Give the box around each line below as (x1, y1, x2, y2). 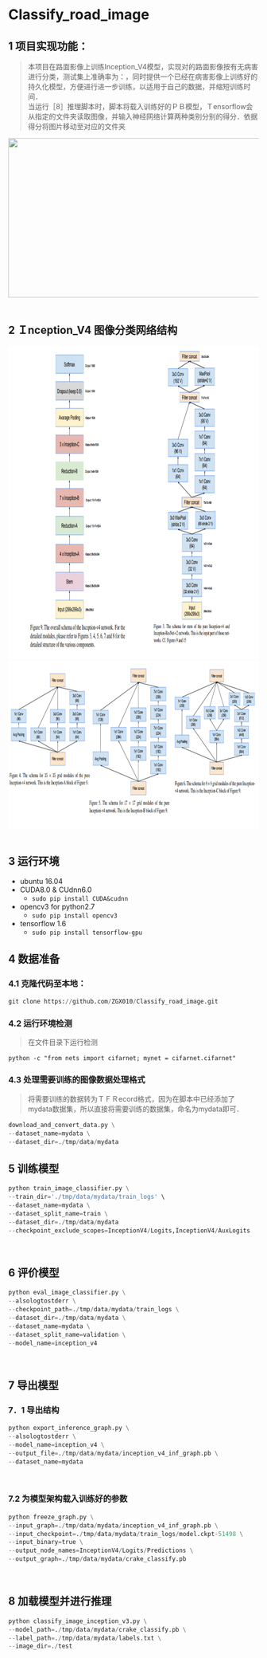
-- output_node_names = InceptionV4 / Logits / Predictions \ (8, 1546, 194, 1555)
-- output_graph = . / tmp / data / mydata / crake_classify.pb (8, 1555, 187, 1563)
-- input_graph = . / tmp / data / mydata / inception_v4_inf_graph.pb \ (8, 1521, 219, 1530)
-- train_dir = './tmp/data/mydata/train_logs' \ (8, 1193, 165, 1201)
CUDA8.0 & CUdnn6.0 (19, 885, 92, 894)
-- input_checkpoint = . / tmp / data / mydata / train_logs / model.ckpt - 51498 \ (8, 1530, 244, 1538)
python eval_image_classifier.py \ (8, 1289, 126, 1297)
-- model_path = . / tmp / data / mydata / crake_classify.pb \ (8, 1625, 187, 1633)
